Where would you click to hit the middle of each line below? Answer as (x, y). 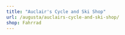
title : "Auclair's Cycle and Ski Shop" (56, 12)
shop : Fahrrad (24, 23)
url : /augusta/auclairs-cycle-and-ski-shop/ (63, 17)
